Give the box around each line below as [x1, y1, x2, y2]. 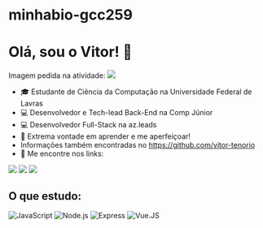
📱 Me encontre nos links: [20, 148, 104, 159]
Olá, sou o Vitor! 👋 [8, 43, 133, 62]
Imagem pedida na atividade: [8, 71, 106, 80]
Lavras [20, 99, 43, 109]
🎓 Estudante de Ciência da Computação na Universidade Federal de [20, 87, 252, 97]
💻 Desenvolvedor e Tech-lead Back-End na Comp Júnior [20, 108, 213, 118]
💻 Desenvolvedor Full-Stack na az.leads [20, 120, 157, 130]
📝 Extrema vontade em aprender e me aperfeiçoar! [20, 131, 191, 141]
